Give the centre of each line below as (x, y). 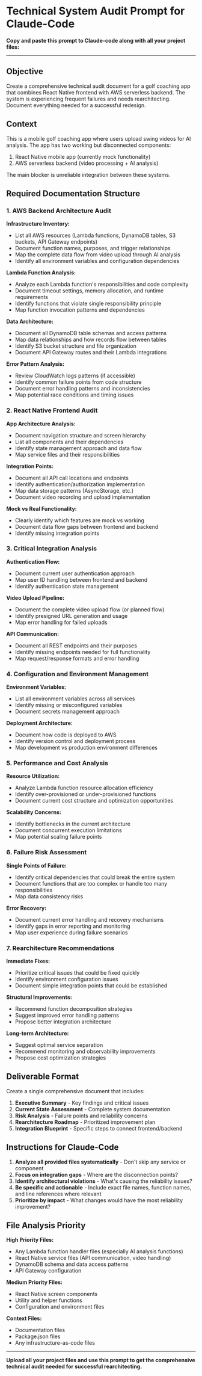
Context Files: (24, 1318)
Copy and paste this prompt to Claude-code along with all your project (96, 40)
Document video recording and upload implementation (82, 497)
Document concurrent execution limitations (68, 830)
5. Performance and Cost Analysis (57, 764)
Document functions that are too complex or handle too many (91, 883)
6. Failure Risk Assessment (47, 853)
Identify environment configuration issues (66, 980)
